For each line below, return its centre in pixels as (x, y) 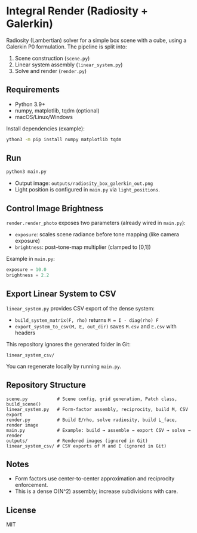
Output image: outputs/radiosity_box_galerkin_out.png (84, 183)
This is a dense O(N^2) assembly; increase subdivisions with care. (96, 491)
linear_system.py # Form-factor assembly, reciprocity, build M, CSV (97, 409)
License (21, 510)
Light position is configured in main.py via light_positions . (87, 190)
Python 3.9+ (30, 104)
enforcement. (31, 485)
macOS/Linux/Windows (44, 117)
